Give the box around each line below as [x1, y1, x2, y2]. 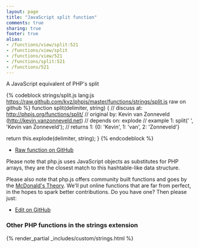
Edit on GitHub [14, 206, 51, 214]
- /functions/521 [6, 64, 49, 70]
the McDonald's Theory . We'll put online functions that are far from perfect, [6, 182, 192, 189]
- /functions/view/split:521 [6, 42, 79, 48]
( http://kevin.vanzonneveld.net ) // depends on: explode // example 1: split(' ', [6, 117, 194, 124]
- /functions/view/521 [6, 53, 63, 59]
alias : [6, 36, 23, 42]
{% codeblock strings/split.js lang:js [6, 92, 94, 99]
